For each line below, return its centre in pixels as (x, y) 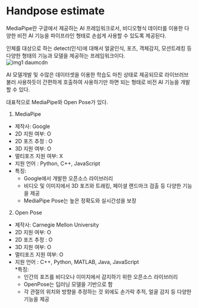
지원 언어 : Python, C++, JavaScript (57, 163)
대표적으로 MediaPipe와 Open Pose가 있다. (57, 102)
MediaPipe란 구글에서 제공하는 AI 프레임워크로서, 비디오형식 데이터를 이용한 (95, 28)
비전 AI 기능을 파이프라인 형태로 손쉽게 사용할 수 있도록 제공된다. (92, 35)
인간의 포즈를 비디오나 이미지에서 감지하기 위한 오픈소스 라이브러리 (101, 276)
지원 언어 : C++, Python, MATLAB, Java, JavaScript (77, 262)
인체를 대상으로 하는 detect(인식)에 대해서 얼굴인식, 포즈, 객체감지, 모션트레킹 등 (99, 48)
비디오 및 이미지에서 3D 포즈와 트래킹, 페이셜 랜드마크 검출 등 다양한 (102, 186)
